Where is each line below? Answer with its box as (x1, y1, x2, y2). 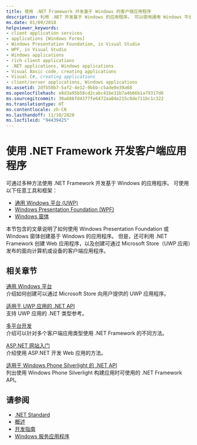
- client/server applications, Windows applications (6, 80, 138, 85)
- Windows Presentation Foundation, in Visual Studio (6, 42, 141, 47)
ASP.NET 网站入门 (6, 342, 50, 349)
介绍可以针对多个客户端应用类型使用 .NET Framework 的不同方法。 (6, 329, 168, 337)
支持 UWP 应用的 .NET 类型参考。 (6, 310, 87, 317)
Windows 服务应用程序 (14, 433, 70, 440)
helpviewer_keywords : (6, 25, 59, 31)
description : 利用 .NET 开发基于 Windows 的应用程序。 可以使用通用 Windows (6, 14, 182, 20)
